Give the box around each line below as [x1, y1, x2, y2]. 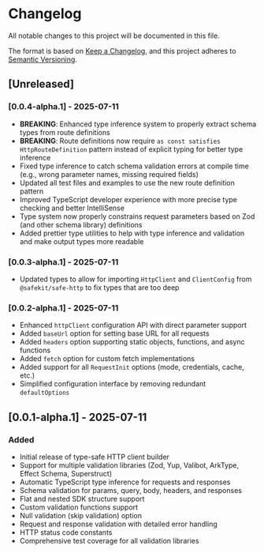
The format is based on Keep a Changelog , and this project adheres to [8, 46, 236, 55]
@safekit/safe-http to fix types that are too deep [19, 282, 180, 292]
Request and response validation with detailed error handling [19, 519, 218, 529]
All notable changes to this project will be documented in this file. [8, 31, 221, 40]
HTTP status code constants [19, 527, 113, 537]
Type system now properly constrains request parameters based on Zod [19, 211, 255, 221]
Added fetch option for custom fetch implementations [19, 354, 195, 363]
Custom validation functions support [19, 502, 139, 512]
